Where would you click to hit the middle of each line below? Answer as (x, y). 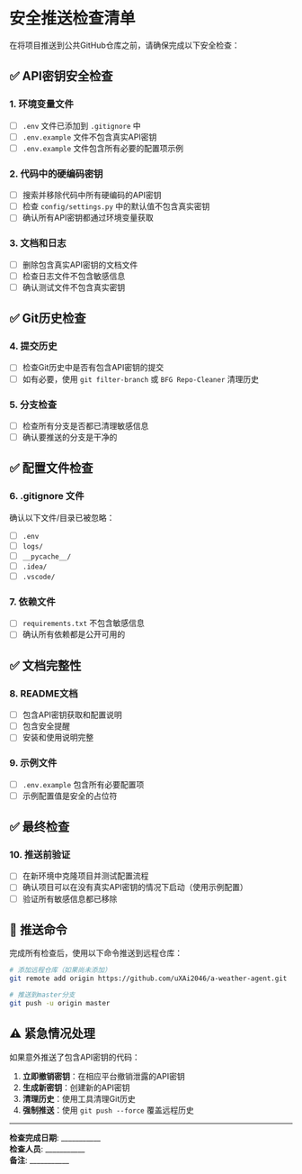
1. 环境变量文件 (42, 105)
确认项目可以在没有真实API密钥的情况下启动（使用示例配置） (135, 887)
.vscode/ (39, 577)
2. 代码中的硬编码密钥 (56, 174)
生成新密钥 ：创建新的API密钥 (76, 1088)
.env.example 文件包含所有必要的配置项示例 (103, 148)
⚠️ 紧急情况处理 (53, 1034)
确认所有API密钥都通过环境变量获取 (88, 218)
